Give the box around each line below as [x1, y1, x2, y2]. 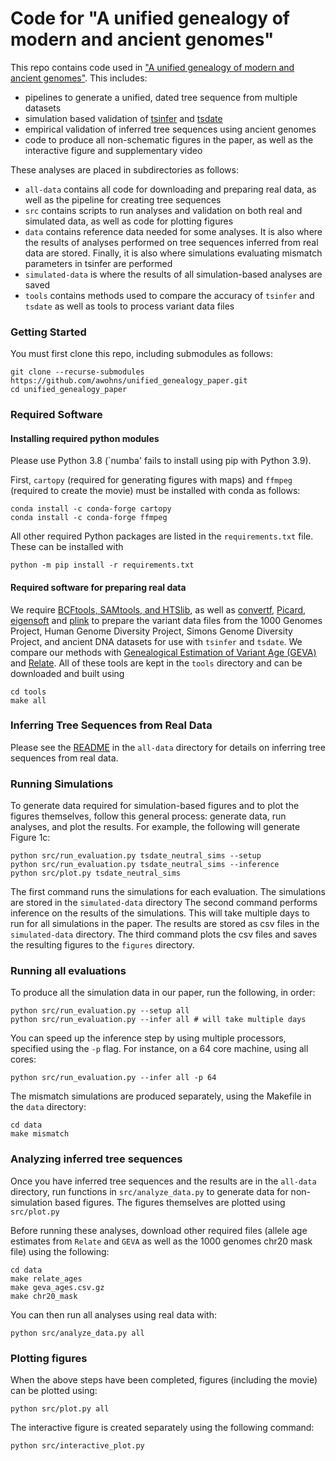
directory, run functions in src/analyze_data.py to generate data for [10, 1185, 289, 1197]
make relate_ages [10, 1273, 83, 1284]
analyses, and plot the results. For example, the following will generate [10, 821, 301, 833]
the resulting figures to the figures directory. [10, 939, 195, 951]
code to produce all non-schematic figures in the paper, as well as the [24, 133, 314, 146]
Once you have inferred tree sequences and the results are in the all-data [10, 1175, 317, 1187]
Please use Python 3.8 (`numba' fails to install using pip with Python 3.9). [10, 455, 312, 467]
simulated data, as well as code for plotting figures [24, 215, 234, 227]
